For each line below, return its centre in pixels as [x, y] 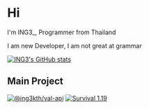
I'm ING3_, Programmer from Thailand [62, 32]
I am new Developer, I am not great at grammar [74, 45]
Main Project [36, 81]
